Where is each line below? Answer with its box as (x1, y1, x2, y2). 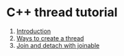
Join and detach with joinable (16, 41, 100, 49)
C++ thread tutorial (6, 5, 118, 20)
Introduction (16, 27, 51, 35)
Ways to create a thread (16, 34, 84, 42)
